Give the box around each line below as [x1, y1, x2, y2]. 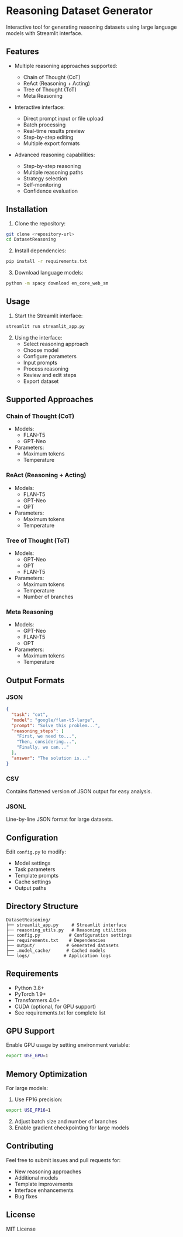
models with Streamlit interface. [6, 29, 83, 36]
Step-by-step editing [23, 133, 74, 141]
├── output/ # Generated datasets [6, 943, 119, 948]
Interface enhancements [14, 1187, 74, 1194]
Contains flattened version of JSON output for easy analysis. [6, 787, 152, 794]
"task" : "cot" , [11, 711, 49, 718]
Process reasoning [23, 365, 69, 372]
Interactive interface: [14, 104, 65, 111]
